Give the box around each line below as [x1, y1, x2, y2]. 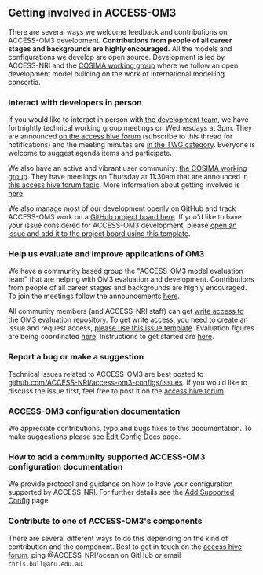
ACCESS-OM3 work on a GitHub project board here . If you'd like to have [8, 212, 242, 222]
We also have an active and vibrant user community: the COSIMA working [8, 164, 247, 173]
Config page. [8, 496, 51, 506]
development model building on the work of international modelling [8, 68, 225, 78]
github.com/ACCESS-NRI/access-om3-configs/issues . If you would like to [8, 378, 248, 387]
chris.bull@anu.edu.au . [8, 558, 85, 568]
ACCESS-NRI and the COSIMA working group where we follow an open [8, 61, 239, 70]
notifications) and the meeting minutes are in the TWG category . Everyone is [8, 140, 256, 149]
